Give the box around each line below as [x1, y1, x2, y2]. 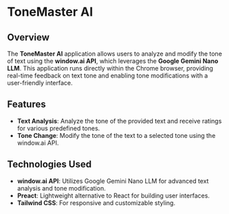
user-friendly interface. [7, 79, 74, 86]
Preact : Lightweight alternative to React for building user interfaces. [17, 191, 210, 200]
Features [7, 99, 46, 110]
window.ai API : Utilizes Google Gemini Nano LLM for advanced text [17, 176, 209, 185]
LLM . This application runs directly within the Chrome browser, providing [7, 64, 213, 72]
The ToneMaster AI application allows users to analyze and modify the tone [7, 49, 222, 58]
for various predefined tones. [17, 124, 100, 132]
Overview [7, 32, 50, 43]
